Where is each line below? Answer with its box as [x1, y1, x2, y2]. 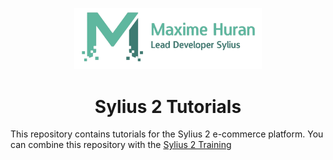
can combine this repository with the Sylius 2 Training [10, 139, 232, 151]
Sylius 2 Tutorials [94, 95, 242, 118]
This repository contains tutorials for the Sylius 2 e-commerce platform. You [10, 128, 324, 140]
